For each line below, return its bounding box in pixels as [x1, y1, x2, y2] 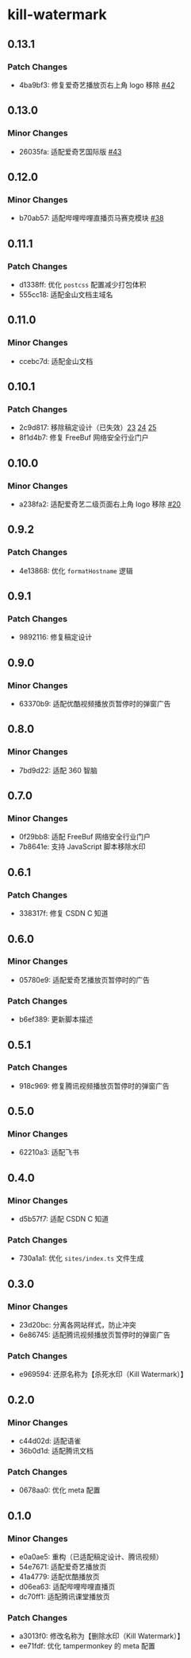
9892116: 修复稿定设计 [18, 632, 93, 642]
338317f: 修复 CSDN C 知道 [18, 909, 109, 918]
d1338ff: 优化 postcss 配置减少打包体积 [18, 280, 147, 289]
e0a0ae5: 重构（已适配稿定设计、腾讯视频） [18, 1552, 163, 1562]
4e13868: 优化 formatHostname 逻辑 [18, 565, 133, 575]
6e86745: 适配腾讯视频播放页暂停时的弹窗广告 [18, 1330, 171, 1339]
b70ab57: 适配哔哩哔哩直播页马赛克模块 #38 [18, 213, 164, 223]
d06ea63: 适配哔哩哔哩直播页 [18, 1582, 116, 1592]
